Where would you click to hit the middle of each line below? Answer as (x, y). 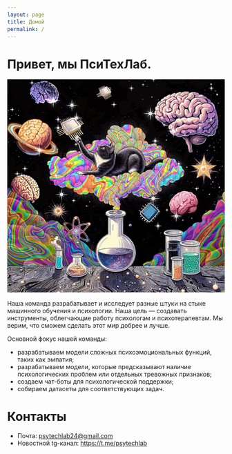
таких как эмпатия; (46, 359)
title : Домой (26, 22)
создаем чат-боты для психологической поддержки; (95, 381)
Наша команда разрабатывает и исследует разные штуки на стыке (106, 303)
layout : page (26, 14)
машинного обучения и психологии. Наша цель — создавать (97, 310)
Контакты (37, 417)
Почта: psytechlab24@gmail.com (65, 435)
